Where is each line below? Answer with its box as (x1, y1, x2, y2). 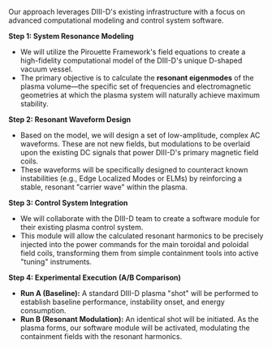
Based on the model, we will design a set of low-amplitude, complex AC (19, 130, 261, 140)
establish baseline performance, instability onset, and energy (19, 297, 225, 307)
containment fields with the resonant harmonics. (19, 332, 183, 341)
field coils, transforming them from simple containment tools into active (19, 248, 259, 258)
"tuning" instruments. (19, 257, 92, 267)
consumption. (19, 306, 67, 315)
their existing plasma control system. (19, 223, 144, 232)
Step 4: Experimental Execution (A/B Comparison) (8, 272, 181, 282)
